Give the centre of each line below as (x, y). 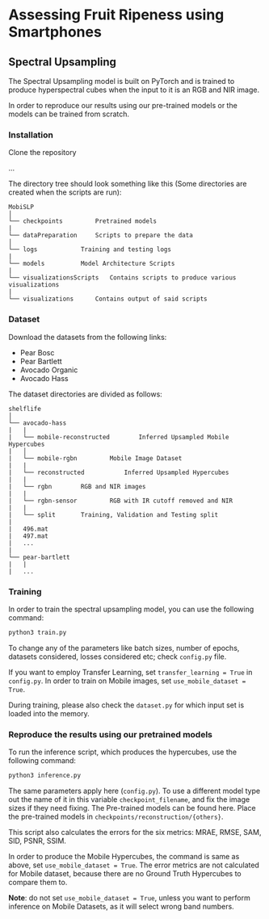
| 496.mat (28, 529)
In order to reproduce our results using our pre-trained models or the (123, 105)
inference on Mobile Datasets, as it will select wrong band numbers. (121, 906)
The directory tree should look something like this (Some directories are (128, 184)
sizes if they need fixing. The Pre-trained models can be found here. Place (132, 808)
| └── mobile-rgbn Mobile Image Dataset (95, 458)
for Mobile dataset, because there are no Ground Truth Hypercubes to (125, 873)
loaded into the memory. (49, 713)
